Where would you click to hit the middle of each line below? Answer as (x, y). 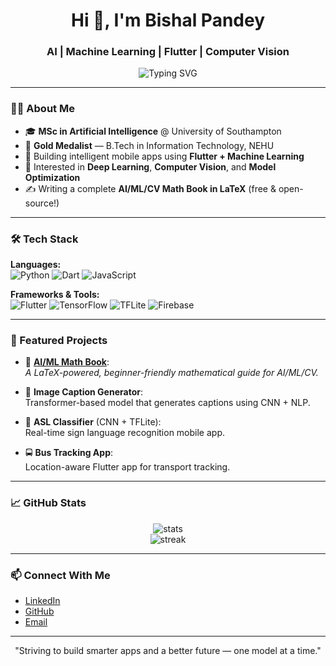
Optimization (52, 177)
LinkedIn (42, 600)
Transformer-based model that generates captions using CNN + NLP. (167, 403)
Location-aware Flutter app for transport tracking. (127, 467)
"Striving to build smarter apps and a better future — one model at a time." (168, 650)
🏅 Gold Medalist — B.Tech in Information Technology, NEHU (149, 145)
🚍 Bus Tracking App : (69, 453)
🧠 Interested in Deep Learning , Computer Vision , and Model (150, 166)
